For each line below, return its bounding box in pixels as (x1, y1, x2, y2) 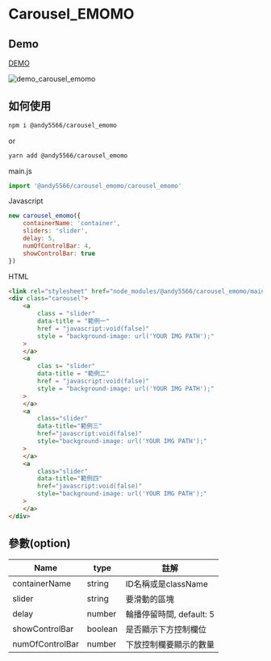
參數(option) (8, 537, 71, 550)
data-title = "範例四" (37, 475, 103, 483)
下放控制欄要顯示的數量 (125, 638, 215, 650)
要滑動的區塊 (125, 593, 175, 605)
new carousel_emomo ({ (8, 211, 81, 220)
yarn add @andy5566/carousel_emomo (8, 151, 128, 160)
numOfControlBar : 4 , (23, 241, 92, 250)
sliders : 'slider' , (23, 227, 89, 235)
